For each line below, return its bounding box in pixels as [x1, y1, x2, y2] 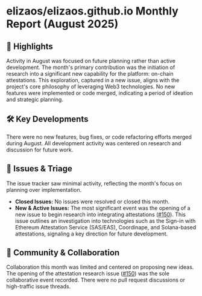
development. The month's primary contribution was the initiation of [6, 64, 175, 71]
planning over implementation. [6, 186, 82, 193]
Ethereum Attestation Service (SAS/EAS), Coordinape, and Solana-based [14, 223, 197, 231]
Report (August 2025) [6, 17, 119, 31]
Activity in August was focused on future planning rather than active [6, 58, 176, 64]
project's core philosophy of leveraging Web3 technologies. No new [6, 83, 175, 90]
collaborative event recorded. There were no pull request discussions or [6, 277, 186, 284]
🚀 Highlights [6, 41, 53, 51]
